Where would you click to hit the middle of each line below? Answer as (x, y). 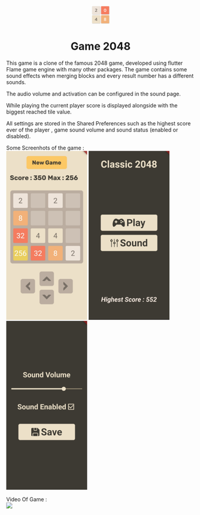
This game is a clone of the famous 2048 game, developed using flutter (95, 63)
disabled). (19, 136)
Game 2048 (101, 47)
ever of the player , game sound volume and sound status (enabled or (92, 130)
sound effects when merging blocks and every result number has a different (100, 76)
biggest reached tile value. (39, 112)
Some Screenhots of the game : (46, 148)
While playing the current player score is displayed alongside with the (92, 105)
